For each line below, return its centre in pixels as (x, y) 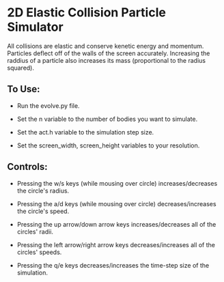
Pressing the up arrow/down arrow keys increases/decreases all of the (116, 224)
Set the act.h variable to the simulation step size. (85, 132)
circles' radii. (35, 231)
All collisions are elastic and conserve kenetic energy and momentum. (106, 46)
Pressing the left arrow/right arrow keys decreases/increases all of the (116, 244)
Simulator (35, 27)
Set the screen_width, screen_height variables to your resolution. (108, 145)
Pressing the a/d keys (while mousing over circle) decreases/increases (116, 203)
